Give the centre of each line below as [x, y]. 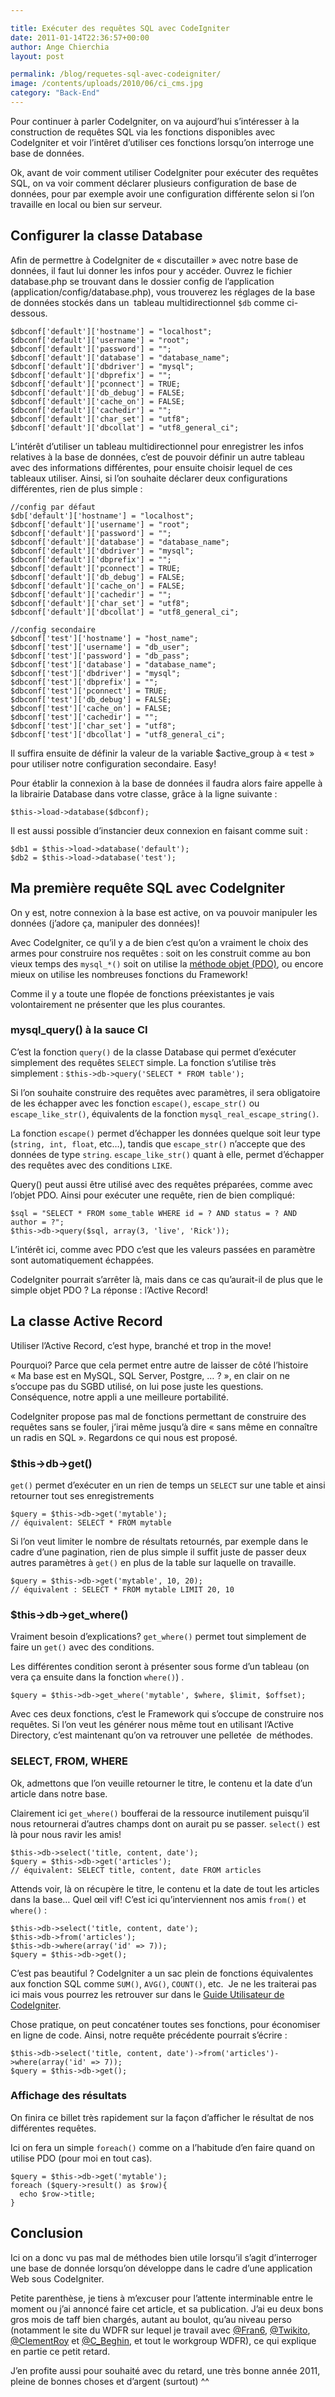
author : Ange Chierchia [60, 47]
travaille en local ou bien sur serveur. [86, 204]
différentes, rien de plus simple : [76, 488]
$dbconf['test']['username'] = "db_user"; [100, 647]
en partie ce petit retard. [60, 2351]
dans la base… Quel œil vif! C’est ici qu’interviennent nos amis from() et [158, 1899]
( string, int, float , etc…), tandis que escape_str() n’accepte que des [158, 1143]
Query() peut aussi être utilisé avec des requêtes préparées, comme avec [161, 1184]
